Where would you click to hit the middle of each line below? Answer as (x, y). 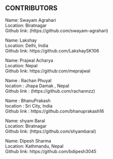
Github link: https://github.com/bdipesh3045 (51, 151)
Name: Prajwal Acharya (29, 60)
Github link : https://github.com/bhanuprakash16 (55, 111)
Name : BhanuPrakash (28, 101)
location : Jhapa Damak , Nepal (37, 86)
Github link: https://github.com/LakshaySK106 (52, 51)
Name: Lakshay (21, 40)
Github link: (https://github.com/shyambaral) (51, 131)
